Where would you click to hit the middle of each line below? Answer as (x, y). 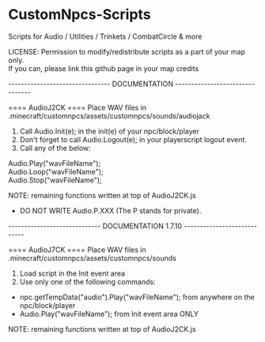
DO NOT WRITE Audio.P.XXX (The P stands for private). (110, 210)
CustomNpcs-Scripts (80, 15)
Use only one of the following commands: (87, 281)
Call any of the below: (55, 148)
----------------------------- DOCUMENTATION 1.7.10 (95, 226)
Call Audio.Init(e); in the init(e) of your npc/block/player (109, 131)
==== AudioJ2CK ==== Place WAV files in (78, 107)
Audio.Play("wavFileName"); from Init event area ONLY (109, 314)
